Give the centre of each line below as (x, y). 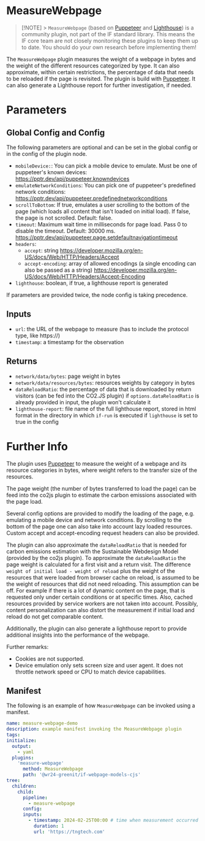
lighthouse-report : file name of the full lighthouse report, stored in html (106, 409)
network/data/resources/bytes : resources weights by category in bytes (105, 382)
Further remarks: (28, 647)
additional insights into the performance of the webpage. (78, 635)
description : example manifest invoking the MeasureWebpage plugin (94, 729)
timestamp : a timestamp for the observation (69, 342)
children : (24, 786)
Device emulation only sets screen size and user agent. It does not (99, 665)
